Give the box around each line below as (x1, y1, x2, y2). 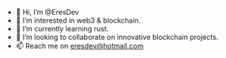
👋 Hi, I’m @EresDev (15, 8, 79, 16)
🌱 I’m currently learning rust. (15, 24, 109, 33)
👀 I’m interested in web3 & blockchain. (15, 16, 141, 25)
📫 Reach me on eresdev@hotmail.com (15, 42, 144, 50)
